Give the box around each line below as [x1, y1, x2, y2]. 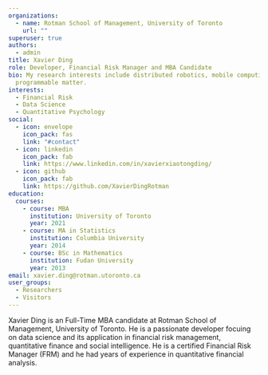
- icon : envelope [15, 123, 73, 131]
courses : [15, 197, 45, 205]
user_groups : [8, 278, 52, 287]
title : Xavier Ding [8, 57, 73, 65]
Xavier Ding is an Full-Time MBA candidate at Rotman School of [8, 315, 217, 325]
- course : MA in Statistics [22, 227, 116, 235]
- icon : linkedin [15, 145, 73, 153]
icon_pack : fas [22, 130, 73, 138]
